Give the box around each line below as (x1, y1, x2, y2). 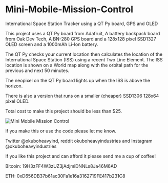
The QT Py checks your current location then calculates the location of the (5, 51, 163, 57)
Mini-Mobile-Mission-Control (5, 4, 134, 15)
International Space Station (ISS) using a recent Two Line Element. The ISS (5, 56, 163, 62)
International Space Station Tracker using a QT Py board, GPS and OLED (5, 20, 158, 27)
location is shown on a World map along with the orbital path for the (5, 62, 149, 68)
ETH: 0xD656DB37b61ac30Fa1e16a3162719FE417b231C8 (5, 173, 125, 179)
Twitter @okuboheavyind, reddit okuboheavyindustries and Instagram (5, 138, 153, 144)
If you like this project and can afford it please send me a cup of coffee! (5, 153, 156, 159)
